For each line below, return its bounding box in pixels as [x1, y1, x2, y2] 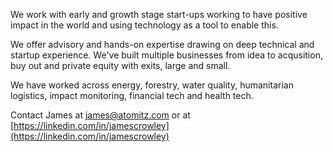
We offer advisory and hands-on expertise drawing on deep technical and [10, 39, 315, 50]
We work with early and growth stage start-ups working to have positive [10, 9, 308, 20]
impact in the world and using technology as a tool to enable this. [10, 19, 279, 31]
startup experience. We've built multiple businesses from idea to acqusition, [10, 49, 323, 61]
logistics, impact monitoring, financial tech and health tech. [10, 90, 254, 101]
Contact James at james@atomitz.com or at [10, 109, 191, 121]
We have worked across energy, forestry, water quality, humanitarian [10, 79, 294, 91]
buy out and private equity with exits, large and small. [10, 60, 231, 71]
